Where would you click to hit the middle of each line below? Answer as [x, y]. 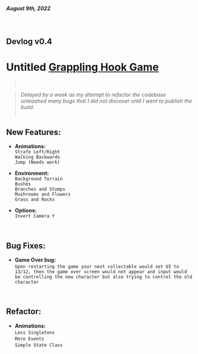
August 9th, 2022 [28, 8]
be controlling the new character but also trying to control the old [103, 277]
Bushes [23, 184]
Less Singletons [35, 332]
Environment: [32, 173]
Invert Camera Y [35, 216]
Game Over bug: [35, 260]
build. [27, 107]
